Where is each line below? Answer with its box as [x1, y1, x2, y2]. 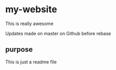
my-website [5, 4, 57, 15]
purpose [5, 45, 33, 54]
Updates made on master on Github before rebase [5, 30, 111, 36]
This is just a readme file [5, 59, 57, 65]
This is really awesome [5, 20, 54, 27]
